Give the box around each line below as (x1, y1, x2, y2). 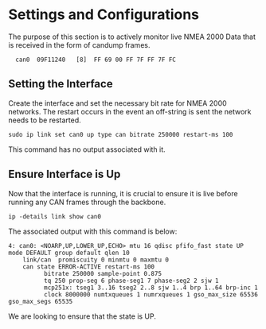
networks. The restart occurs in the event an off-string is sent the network (8, 106, 252, 116)
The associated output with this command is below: (8, 226, 178, 236)
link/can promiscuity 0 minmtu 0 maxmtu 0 (22, 256, 170, 264)
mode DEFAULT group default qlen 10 (8, 249, 130, 257)
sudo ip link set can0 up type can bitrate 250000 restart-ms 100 (8, 130, 233, 138)
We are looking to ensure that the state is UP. (8, 312, 157, 321)
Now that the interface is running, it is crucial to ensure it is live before (8, 188, 238, 198)
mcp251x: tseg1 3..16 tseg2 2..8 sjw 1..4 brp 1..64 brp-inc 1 (43, 284, 259, 292)
